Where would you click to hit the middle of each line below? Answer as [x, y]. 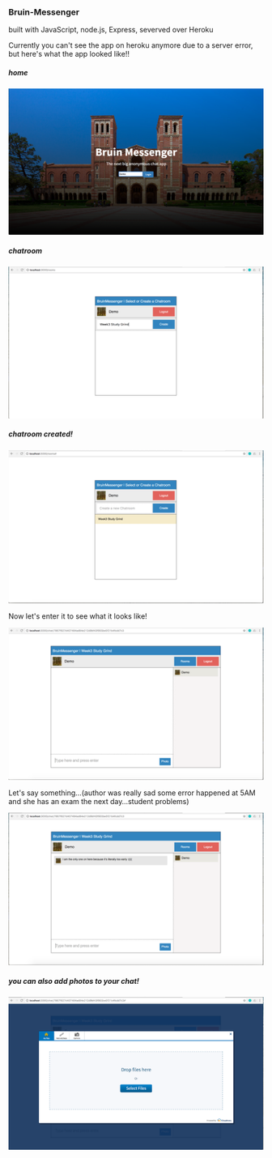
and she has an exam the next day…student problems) [99, 802]
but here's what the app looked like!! [69, 54]
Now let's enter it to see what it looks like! [78, 616]
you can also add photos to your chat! [74, 981]
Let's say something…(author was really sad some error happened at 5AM [132, 793]
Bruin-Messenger [44, 12]
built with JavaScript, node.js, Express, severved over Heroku [111, 30]
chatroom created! [41, 434]
